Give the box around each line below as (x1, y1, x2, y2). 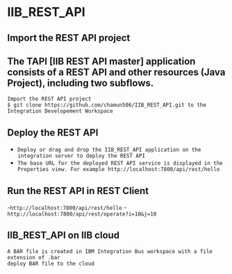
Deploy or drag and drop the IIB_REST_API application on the (17, 147, 201, 154)
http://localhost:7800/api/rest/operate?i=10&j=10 (7, 211, 157, 218)
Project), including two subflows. (7, 77, 154, 89)
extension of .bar (7, 254, 60, 261)
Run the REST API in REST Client (7, 185, 149, 197)
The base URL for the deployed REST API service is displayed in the (17, 160, 224, 167)
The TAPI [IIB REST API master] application (7, 55, 196, 67)
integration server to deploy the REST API (17, 152, 146, 160)
